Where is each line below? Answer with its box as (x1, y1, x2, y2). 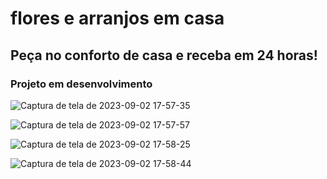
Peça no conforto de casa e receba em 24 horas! (10, 47, 318, 64)
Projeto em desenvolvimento (10, 77, 153, 91)
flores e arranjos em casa (10, 7, 225, 30)
